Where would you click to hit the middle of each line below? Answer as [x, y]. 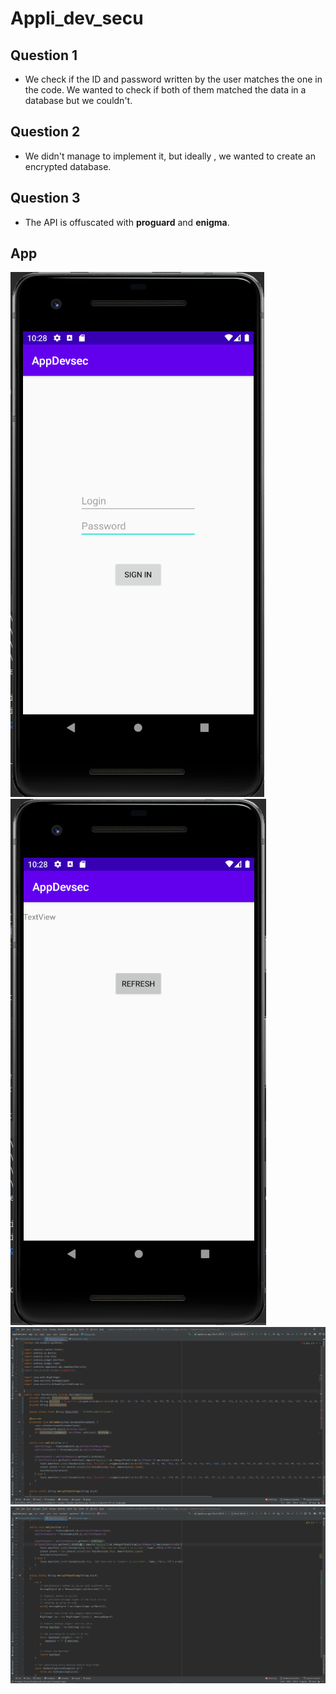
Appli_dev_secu [77, 18]
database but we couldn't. [78, 100]
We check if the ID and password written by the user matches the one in [173, 79]
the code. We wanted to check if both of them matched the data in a [165, 90]
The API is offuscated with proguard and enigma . [127, 222]
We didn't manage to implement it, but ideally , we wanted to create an [170, 156]
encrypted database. [68, 166]
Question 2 [45, 132]
